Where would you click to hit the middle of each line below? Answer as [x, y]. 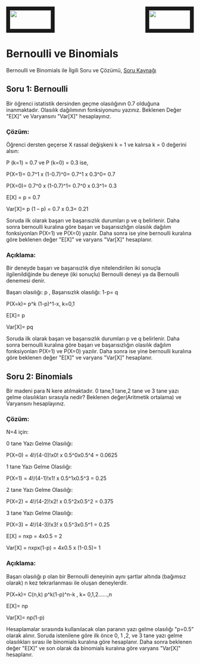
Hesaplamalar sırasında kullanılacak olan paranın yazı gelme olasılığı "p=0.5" [100, 629]
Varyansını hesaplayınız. [36, 403]
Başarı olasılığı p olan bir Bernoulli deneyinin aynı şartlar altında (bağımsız [96, 576]
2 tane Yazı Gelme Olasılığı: [40, 490]
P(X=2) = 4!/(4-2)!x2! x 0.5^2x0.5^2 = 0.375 [60, 501]
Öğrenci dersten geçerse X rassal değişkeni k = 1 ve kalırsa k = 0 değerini [96, 145]
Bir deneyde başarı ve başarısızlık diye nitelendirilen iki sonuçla [83, 268]
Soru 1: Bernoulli [37, 89]
